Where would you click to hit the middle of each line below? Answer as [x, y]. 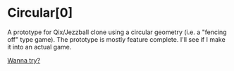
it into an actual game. [39, 47]
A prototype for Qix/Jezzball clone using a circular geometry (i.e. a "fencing [117, 32]
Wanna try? [24, 60]
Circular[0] [40, 13]
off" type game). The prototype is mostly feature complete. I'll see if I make [116, 39]
